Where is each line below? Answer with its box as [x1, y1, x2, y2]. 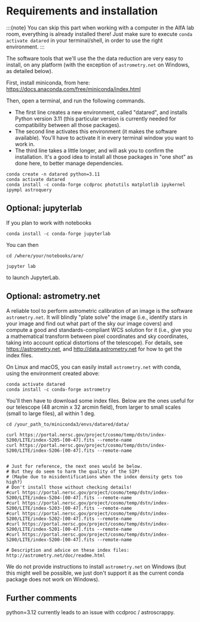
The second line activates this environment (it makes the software [14, 128, 177, 135]
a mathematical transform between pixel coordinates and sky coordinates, [6, 333, 189, 340]
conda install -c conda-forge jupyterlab [6, 231, 111, 237]
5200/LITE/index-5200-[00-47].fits [6, 536, 95, 543]
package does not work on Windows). [6, 575, 100, 582]
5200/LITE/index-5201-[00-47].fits [6, 526, 95, 532]
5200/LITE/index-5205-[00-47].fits [6, 437, 95, 443]
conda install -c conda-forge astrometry [6, 387, 111, 392]
